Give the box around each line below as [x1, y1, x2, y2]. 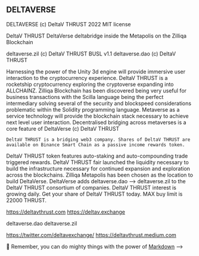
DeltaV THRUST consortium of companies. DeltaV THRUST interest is [6, 184, 177, 191]
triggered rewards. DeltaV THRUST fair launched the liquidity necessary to [6, 158, 189, 166]
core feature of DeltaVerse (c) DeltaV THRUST [6, 125, 120, 132]
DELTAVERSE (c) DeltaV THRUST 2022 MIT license [6, 20, 131, 27]
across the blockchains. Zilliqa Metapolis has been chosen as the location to [6, 171, 194, 178]
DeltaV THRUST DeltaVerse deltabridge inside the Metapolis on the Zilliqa [6, 32, 186, 39]
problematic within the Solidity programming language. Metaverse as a [6, 106, 180, 113]
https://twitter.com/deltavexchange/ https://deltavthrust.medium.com [6, 231, 177, 238]
